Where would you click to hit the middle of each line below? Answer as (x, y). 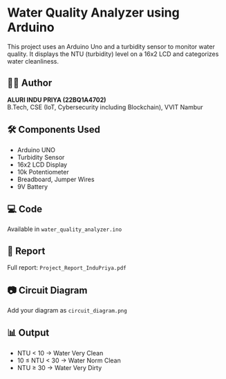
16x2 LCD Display (42, 165)
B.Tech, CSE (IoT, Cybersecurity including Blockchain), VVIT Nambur (105, 107)
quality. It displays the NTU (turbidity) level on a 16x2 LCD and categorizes (113, 54)
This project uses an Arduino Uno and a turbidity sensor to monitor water (111, 46)
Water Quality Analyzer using (93, 13)
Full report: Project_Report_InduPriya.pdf (67, 268)
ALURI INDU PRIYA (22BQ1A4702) (57, 100)
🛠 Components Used (54, 130)
